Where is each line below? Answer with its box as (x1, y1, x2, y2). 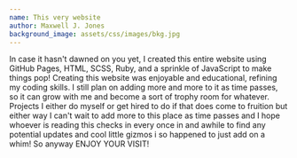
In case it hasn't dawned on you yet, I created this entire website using (9, 54, 268, 65)
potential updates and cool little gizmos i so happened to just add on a (9, 130, 266, 140)
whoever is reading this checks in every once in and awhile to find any (9, 120, 266, 130)
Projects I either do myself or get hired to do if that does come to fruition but (9, 101, 288, 112)
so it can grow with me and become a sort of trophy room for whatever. (9, 91, 270, 102)
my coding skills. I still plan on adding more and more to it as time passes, (9, 82, 278, 93)
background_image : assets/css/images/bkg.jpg (9, 29, 180, 38)
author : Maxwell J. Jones (9, 21, 105, 30)
